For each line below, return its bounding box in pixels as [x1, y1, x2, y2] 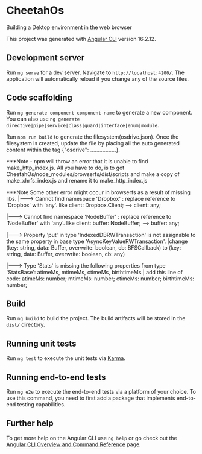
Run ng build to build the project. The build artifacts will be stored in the [6, 315, 186, 322]
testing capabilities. [17, 401, 66, 408]
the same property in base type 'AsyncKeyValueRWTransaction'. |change [6, 238, 188, 245]
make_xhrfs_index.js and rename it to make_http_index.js [6, 177, 148, 184]
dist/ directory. [6, 321, 45, 329]
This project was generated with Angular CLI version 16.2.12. [6, 35, 156, 42]
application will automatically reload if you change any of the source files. [6, 75, 189, 82]
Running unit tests [6, 338, 77, 348]
